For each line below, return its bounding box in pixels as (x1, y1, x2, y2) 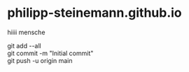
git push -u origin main (7, 56, 73, 64)
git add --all (7, 41, 41, 50)
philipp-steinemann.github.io (7, 5, 182, 21)
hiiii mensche (7, 28, 45, 36)
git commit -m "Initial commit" (7, 49, 94, 57)
